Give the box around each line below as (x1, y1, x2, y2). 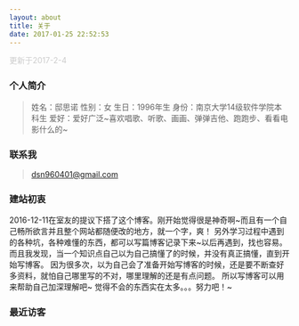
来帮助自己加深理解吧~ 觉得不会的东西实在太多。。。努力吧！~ (9, 281, 233, 292)
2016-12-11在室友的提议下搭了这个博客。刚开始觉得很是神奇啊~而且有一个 (9, 215, 280, 225)
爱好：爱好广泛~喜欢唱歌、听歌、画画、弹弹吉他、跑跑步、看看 (48, 112, 280, 123)
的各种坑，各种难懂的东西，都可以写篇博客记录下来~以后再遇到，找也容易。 (9, 237, 287, 248)
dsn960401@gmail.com (30, 168, 118, 179)
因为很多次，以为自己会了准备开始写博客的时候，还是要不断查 (50, 259, 277, 270)
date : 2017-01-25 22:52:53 (9, 29, 109, 38)
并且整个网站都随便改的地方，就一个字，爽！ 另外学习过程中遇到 (47, 226, 285, 237)
